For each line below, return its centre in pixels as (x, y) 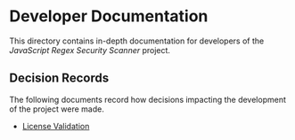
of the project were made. (57, 109)
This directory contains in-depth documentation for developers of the (137, 41)
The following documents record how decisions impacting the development (148, 99)
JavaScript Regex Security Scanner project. (90, 50)
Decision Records (59, 78)
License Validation (56, 126)
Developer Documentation (109, 16)
